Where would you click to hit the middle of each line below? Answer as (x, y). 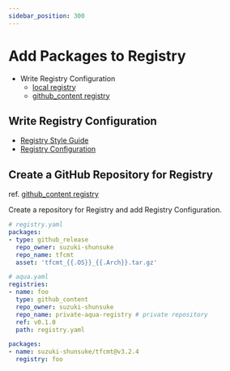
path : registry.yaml (50, 330)
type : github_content (52, 300)
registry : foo (39, 360)
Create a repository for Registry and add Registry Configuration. (115, 210)
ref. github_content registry (54, 194)
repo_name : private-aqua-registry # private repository (112, 314)
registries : (28, 284)
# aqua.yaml (28, 277)
